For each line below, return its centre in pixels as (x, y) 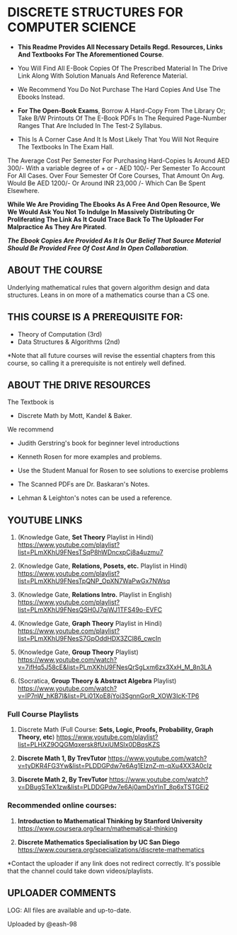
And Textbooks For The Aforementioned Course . (91, 54)
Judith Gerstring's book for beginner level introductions (98, 443)
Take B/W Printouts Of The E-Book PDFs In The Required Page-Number (122, 118)
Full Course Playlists (43, 714)
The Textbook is (31, 402)
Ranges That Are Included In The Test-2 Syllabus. (90, 125)
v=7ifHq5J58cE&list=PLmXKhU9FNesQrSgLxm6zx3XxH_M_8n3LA (115, 667)
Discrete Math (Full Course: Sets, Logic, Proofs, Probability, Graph (115, 730)
